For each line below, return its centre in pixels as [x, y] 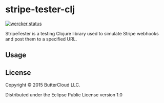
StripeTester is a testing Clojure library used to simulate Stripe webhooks [82, 33]
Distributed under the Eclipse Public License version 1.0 [64, 95]
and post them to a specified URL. [41, 39]
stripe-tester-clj [40, 9]
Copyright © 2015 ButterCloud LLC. [43, 85]
